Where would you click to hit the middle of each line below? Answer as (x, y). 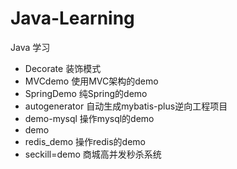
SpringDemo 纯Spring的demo (86, 93)
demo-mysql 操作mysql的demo (89, 118)
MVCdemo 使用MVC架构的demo (91, 81)
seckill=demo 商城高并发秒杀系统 (93, 154)
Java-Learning (72, 18)
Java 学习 (30, 47)
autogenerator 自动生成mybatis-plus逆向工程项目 (126, 106)
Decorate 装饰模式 (63, 68)
